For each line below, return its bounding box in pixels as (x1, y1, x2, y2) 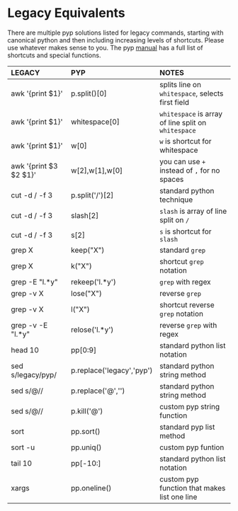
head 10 (11, 345, 39, 355)
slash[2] (70, 210, 99, 220)
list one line (159, 492, 198, 502)
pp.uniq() (70, 442, 102, 452)
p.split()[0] (70, 88, 108, 98)
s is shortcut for (159, 226, 212, 236)
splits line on (159, 79, 202, 89)
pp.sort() (70, 426, 101, 436)
